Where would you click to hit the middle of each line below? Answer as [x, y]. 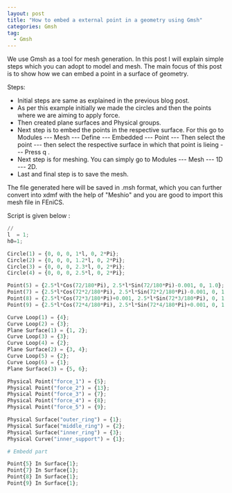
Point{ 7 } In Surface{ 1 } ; [43, 470]
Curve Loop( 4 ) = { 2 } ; [38, 343]
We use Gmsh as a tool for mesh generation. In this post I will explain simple [115, 59]
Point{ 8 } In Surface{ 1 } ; [43, 477]
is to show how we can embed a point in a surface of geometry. [98, 74]
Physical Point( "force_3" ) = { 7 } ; [57, 394]
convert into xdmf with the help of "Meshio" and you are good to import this [115, 195]
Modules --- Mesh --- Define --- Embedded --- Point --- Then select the [121, 137]
